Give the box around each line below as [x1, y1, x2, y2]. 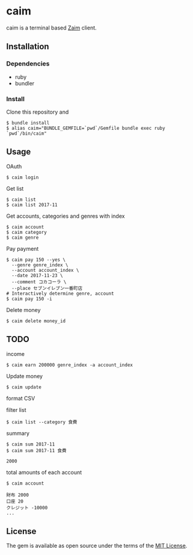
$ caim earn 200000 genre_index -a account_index [6, 362, 133, 368]
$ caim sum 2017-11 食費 [6, 447, 67, 453]
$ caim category [6, 229, 47, 235]
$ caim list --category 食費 [6, 419, 78, 425]
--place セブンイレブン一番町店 [11, 285, 83, 291]
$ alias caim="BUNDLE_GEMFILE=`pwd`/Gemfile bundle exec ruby [6, 125, 165, 131]
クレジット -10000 [6, 504, 48, 511]
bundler [14, 79, 35, 87]
